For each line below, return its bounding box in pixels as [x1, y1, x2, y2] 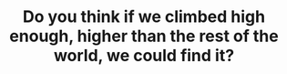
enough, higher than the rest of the [8, 26, 280, 47]
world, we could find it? [53, 46, 235, 66]
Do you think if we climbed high [22, 6, 266, 27]
